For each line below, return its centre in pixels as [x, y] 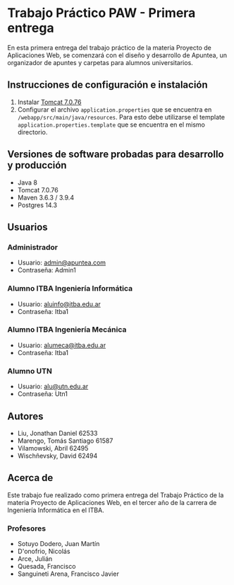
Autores [25, 416]
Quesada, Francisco [47, 567]
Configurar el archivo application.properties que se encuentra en [115, 109]
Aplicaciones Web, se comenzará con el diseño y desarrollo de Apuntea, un [117, 55]
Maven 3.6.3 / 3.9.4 [46, 197]
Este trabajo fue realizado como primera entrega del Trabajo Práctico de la [116, 495]
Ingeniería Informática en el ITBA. [56, 510]
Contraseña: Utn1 [43, 394]
